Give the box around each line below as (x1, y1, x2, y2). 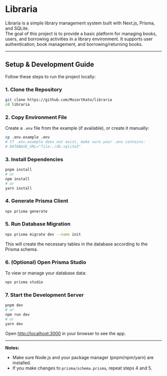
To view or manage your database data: (5, 270, 86, 276)
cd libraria (5, 102, 30, 107)
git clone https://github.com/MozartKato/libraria (5, 97, 112, 103)
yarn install (5, 186, 32, 190)
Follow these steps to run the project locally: (5, 73, 96, 79)
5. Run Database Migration (5, 220, 71, 227)
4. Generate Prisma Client (5, 197, 69, 204)
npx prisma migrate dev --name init (5, 232, 81, 237)
